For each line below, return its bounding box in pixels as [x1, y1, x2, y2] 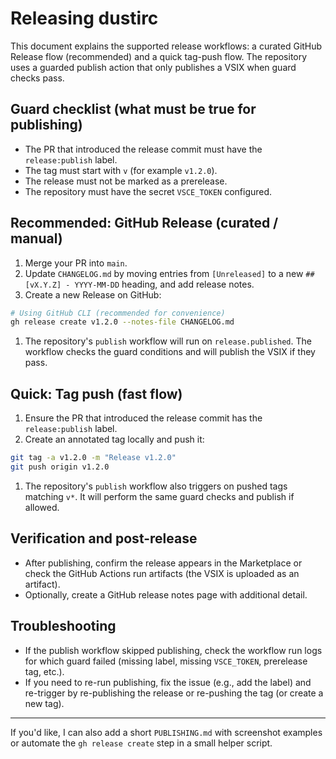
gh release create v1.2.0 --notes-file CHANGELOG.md [10, 317, 235, 327]
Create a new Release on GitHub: [24, 288, 162, 301]
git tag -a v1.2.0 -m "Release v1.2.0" [10, 453, 177, 463]
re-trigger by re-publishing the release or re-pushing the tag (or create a [24, 687, 324, 699]
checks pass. [10, 72, 65, 84]
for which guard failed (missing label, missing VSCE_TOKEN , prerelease [24, 655, 308, 667]
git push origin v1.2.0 [10, 462, 110, 472]
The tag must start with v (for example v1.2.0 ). [24, 164, 218, 176]
